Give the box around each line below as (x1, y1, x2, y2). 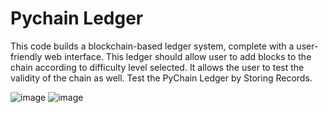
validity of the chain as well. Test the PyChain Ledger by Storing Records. (10, 72, 313, 84)
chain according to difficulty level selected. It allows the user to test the (10, 61, 305, 73)
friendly (10, 50, 43, 62)
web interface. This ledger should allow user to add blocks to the (44, 50, 312, 62)
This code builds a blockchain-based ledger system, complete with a (10, 40, 295, 52)
